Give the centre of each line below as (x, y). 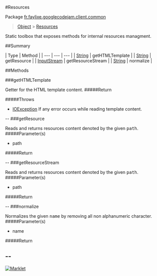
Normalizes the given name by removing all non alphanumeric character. (79, 216)
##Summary (18, 46)
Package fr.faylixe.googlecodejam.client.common (56, 17)
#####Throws (20, 99)
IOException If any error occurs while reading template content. (77, 109)
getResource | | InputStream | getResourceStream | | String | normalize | (79, 61)
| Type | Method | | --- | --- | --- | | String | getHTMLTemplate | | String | (78, 55)
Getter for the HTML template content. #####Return (58, 90)
